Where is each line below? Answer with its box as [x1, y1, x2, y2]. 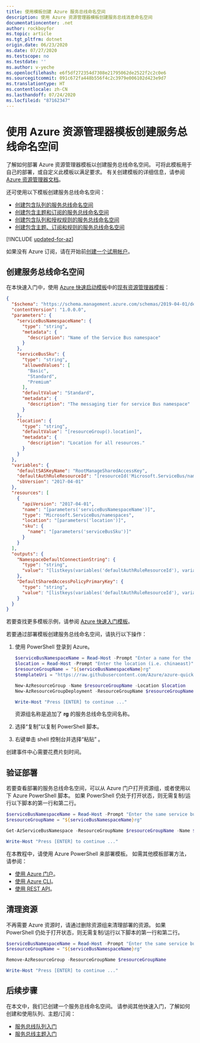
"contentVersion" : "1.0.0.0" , [11, 307, 86, 313]
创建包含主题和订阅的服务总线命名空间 [14, 208, 109, 215]
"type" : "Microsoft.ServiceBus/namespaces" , [21, 512, 135, 518]
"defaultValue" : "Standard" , [21, 390, 95, 396]
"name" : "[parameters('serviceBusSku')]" [27, 529, 132, 535]
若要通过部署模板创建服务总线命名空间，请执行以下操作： [6, 631, 147, 638]
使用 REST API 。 [14, 885, 55, 892]
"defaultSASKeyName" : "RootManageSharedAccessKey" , [17, 468, 148, 474]
